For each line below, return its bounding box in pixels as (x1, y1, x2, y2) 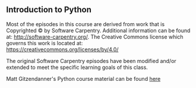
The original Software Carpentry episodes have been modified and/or (6, 57, 176, 64)
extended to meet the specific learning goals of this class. (6, 64, 148, 71)
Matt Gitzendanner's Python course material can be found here (6, 75, 161, 82)
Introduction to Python (6, 5, 92, 15)
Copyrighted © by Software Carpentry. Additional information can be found (6, 27, 191, 34)
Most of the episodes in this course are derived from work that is (6, 20, 165, 27)
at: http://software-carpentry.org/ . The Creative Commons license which (6, 33, 184, 40)
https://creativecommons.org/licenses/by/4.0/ (6, 46, 119, 53)
